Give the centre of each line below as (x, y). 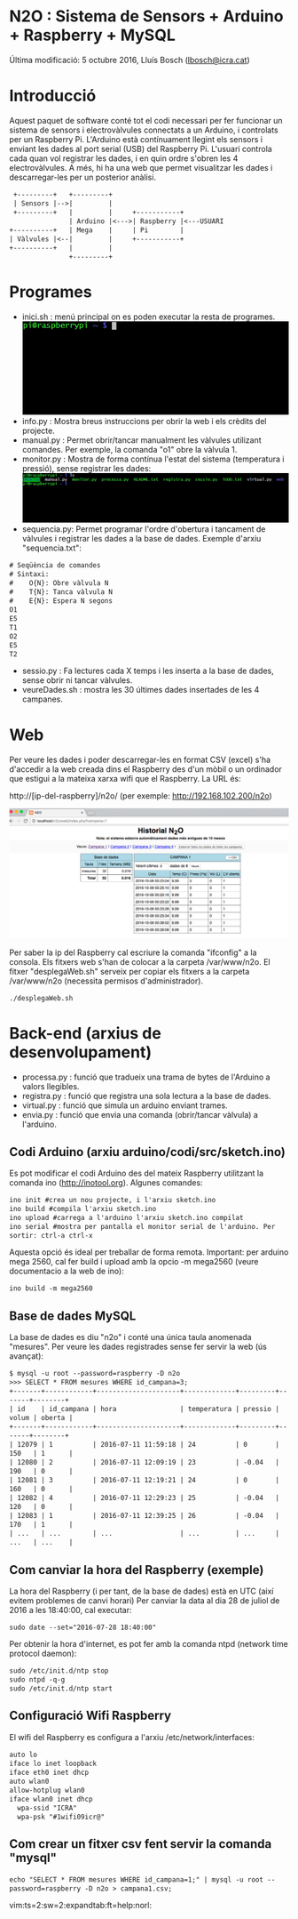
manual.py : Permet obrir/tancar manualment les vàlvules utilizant (141, 440)
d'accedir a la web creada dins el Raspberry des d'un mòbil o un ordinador (145, 769)
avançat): (27, 1356)
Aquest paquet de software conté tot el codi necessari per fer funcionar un (146, 120)
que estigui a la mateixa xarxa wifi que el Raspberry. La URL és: (125, 778)
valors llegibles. (51, 1086)
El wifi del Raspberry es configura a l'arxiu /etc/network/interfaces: (132, 1737)
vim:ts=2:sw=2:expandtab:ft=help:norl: (81, 1905)
